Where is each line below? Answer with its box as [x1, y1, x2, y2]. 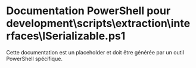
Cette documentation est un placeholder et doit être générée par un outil [6, 48, 185, 56]
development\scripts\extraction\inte [6, 17, 191, 30]
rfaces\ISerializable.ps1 [6, 30, 126, 43]
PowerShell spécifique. [6, 55, 63, 62]
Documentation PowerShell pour [6, 4, 171, 18]
